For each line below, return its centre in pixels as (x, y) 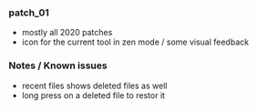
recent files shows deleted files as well (94, 85)
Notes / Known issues (58, 65)
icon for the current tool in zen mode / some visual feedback (135, 42)
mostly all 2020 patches (67, 33)
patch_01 (29, 13)
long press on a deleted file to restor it (93, 95)
